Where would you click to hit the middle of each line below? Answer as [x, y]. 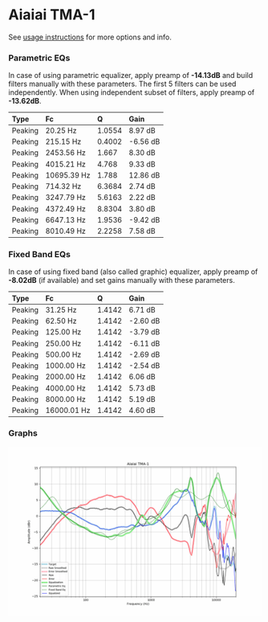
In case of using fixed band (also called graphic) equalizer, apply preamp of [133, 272]
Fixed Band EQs [39, 254]
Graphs [23, 433]
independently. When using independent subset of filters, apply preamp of [132, 92]
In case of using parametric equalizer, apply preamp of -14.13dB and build [131, 76]
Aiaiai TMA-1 [52, 15]
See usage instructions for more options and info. [90, 37]
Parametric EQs [39, 58]
